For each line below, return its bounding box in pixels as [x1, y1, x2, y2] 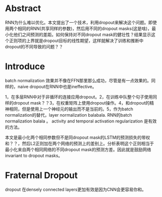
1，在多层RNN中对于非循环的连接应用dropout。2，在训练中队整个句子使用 [5, 94, 153, 100]
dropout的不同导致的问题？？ [5, 44, 63, 49]
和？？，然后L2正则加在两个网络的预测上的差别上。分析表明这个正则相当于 [5, 140, 154, 146]
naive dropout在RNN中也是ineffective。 [17, 83, 97, 90]
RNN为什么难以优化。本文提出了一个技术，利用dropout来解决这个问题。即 [5, 19, 153, 25]
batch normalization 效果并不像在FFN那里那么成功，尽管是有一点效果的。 [5, 77, 151, 83]
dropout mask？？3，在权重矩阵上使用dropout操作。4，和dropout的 [13, 100, 150, 106]
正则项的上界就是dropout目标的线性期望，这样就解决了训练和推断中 [9, 37, 144, 44]
